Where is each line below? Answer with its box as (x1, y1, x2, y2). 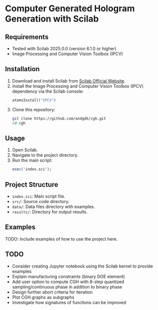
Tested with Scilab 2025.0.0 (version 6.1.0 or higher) (12, 46, 117, 51)
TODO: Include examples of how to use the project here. (5, 236, 118, 242)
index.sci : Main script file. (12, 193, 66, 199)
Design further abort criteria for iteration (12, 289, 93, 295)
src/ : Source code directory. (12, 198, 70, 204)
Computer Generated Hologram (5, 3, 135, 14)
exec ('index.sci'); (12, 167, 52, 172)
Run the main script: (12, 157, 53, 164)
